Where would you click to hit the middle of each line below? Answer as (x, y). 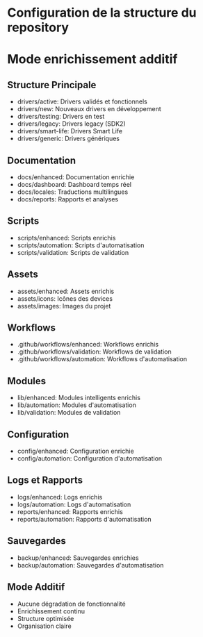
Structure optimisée (46, 618)
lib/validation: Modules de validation (69, 413)
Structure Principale (52, 85)
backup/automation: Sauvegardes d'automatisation (90, 565)
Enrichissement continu (51, 611)
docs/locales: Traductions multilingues (73, 192)
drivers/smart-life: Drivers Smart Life (70, 131)
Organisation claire (44, 626)
